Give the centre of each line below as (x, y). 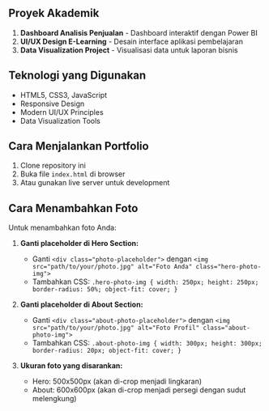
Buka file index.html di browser (73, 174)
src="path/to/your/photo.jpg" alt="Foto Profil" (116, 328)
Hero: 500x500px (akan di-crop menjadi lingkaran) (117, 381)
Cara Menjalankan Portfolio (79, 146)
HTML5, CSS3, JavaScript (64, 95)
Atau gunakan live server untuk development (95, 183)
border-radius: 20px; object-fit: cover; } (107, 351)
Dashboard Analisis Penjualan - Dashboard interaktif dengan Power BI (139, 32)
